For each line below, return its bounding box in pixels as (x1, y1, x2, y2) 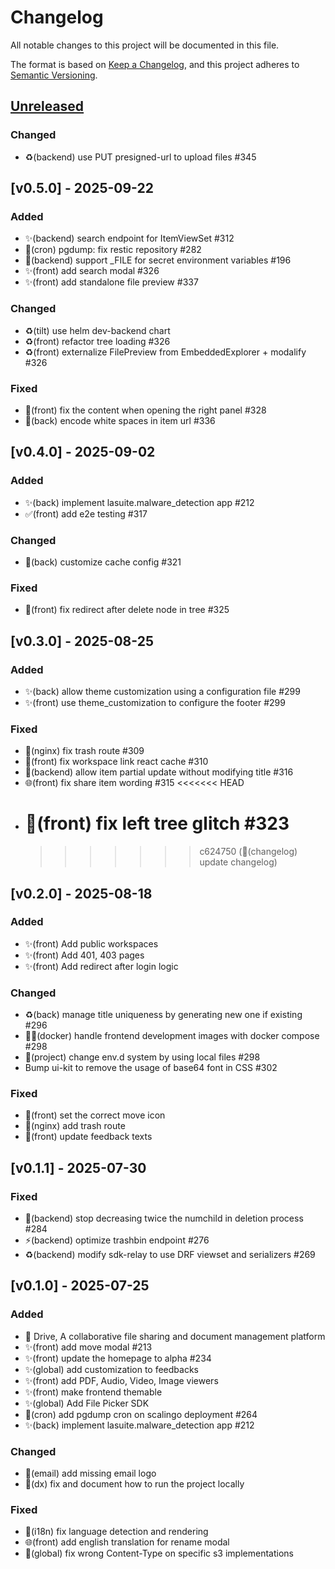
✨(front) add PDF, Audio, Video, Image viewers (24, 1374, 219, 1386)
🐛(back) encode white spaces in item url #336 (24, 414, 216, 426)
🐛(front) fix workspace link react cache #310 (24, 756, 209, 768)
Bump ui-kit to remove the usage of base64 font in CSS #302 (24, 1062, 278, 1074)
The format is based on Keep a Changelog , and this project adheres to (10, 58, 300, 70)
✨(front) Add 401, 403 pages (24, 949, 145, 961)
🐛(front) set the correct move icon (24, 1109, 166, 1121)
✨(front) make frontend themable (24, 1386, 163, 1398)
